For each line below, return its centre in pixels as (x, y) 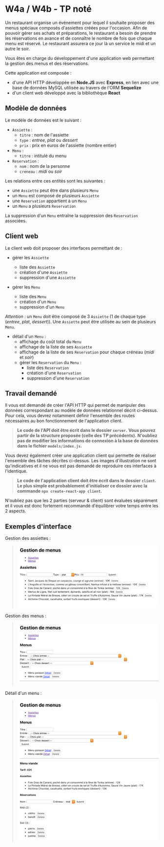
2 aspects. (16, 511)
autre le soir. (18, 49)
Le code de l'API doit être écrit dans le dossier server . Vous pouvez (86, 430)
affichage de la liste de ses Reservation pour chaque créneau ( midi (87, 352)
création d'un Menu (38, 302)
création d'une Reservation (54, 373)
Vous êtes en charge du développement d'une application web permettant (80, 58)
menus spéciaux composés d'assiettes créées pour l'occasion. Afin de (76, 27)
